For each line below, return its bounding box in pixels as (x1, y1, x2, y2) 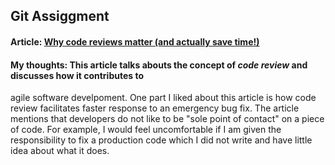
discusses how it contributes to (10, 69, 144, 81)
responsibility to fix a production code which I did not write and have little (10, 134, 313, 146)
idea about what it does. (10, 145, 110, 157)
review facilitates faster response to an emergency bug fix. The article (10, 102, 300, 114)
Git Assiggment (10, 8, 110, 25)
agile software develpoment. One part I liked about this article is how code (10, 92, 317, 104)
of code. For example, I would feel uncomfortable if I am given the (10, 124, 282, 136)
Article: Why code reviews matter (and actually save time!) (10, 35, 260, 48)
